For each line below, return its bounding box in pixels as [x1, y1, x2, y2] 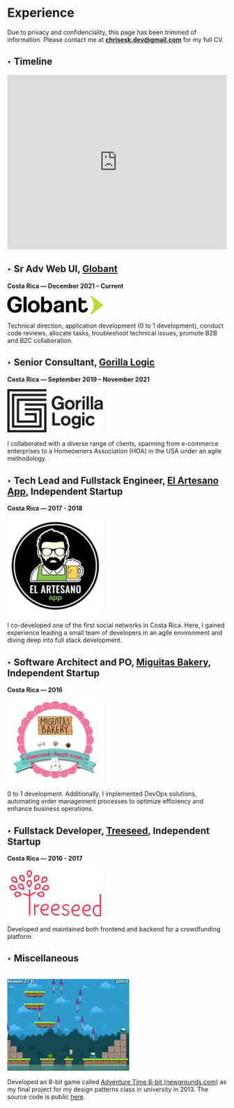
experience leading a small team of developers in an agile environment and [7, 629, 223, 637]
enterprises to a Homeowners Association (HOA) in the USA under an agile [7, 447, 221, 455]
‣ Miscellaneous [7, 952, 79, 965]
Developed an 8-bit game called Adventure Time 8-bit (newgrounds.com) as [7, 1077, 227, 1086]
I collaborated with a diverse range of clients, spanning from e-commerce [7, 439, 219, 448]
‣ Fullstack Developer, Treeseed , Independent [7, 824, 210, 836]
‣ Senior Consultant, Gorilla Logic [7, 356, 155, 368]
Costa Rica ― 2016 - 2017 [7, 854, 83, 863]
